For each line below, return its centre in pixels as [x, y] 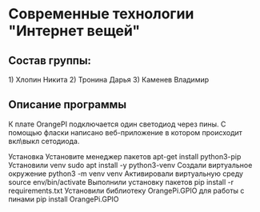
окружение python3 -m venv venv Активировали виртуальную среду [126, 174]
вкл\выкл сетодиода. [44, 141]
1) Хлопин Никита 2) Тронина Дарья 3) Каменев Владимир [109, 80]
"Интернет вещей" [74, 31]
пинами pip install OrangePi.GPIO [64, 199]
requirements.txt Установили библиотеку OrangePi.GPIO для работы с [126, 190]
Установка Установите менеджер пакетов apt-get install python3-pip [125, 156]
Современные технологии [101, 14]
